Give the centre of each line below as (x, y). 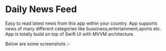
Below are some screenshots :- (38, 43)
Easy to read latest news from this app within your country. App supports (81, 23)
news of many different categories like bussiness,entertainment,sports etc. (83, 28)
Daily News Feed (41, 9)
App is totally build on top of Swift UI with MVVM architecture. (70, 34)
